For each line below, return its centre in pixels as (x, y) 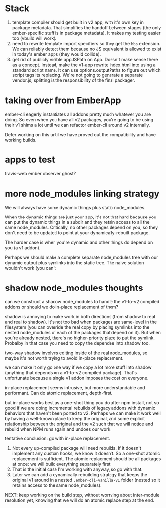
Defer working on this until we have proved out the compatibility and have (81, 134)
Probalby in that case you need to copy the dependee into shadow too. (78, 343)
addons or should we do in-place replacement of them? (62, 307)
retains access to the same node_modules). (57, 485)
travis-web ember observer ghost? (41, 173)
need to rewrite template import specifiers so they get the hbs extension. (86, 43)
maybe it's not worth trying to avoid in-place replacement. (64, 358)
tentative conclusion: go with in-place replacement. (57, 438)
